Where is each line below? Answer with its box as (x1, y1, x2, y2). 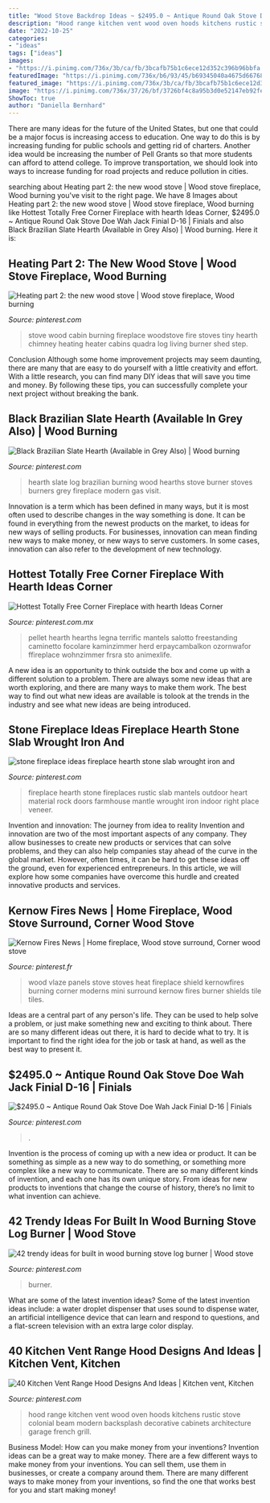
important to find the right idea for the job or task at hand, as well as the (8, 1036, 247, 1046)
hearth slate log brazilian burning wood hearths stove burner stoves (27, 477, 253, 487)
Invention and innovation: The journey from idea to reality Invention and (8, 820, 245, 830)
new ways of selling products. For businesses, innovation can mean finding (8, 526, 258, 536)
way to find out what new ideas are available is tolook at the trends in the (8, 691, 250, 700)
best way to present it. (8, 1044, 83, 1055)
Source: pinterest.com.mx (8, 617, 94, 626)
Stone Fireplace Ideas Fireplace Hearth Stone (8, 722, 239, 737)
